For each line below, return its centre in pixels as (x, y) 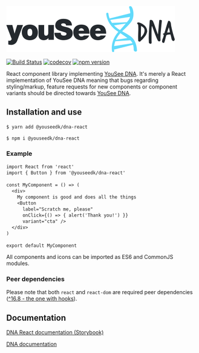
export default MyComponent (42, 246)
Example (19, 153)
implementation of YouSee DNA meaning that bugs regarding (83, 80)
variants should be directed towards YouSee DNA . (69, 93)
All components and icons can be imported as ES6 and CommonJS (90, 257)
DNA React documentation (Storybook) (55, 332)
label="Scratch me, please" (58, 209)
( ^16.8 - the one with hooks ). (42, 299)
